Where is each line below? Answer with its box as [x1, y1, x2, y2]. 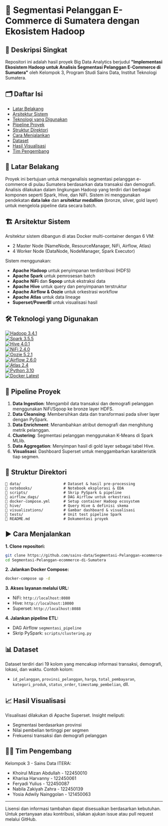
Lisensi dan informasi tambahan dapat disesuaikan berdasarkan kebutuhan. [5, 806, 161, 812]
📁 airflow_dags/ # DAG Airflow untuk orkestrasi [5, 494, 131, 499]
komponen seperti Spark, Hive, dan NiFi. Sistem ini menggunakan [5, 192, 140, 198]
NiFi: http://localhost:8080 [12, 595, 70, 601]
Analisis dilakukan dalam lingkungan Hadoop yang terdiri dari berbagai [5, 186, 151, 192]
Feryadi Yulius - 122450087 [12, 781, 69, 787]
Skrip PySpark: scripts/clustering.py [12, 630, 91, 636]
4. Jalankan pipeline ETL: [5, 615, 58, 621]
